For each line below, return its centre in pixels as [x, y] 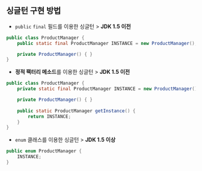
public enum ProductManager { [44, 151]
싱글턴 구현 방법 [34, 11]
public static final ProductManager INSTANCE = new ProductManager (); [107, 43]
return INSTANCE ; [49, 116]
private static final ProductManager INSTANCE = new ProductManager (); [109, 89]
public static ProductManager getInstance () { [76, 111]
